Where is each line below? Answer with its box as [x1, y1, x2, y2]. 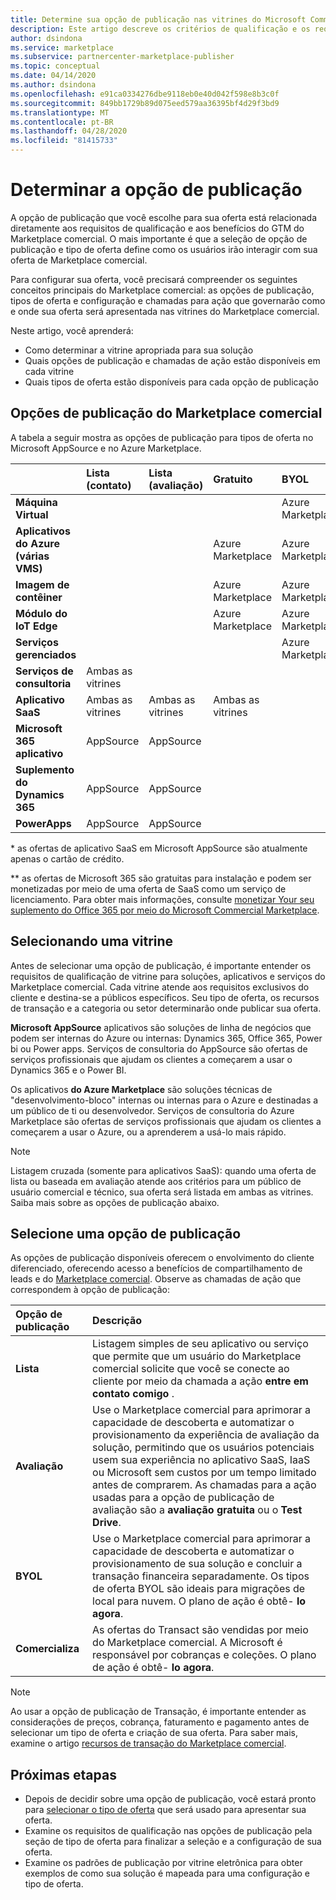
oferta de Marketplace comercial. [10, 254, 148, 266]
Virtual [15, 507, 49, 521]
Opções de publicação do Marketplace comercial [10, 405, 323, 422]
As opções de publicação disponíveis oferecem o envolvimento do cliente [10, 1252, 315, 1264]
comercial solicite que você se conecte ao [92, 1362, 290, 1376]
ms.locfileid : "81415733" [10, 136, 118, 146]
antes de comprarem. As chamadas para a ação [92, 1478, 317, 1492]
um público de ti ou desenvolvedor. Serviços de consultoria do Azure [10, 1104, 295, 1116]
